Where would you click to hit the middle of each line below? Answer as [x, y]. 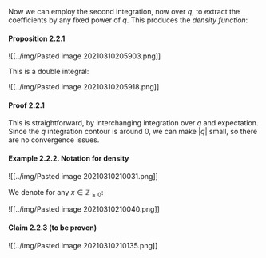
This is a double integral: [49, 72]
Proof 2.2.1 [27, 105]
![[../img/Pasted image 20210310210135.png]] [83, 245]
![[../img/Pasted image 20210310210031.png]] [83, 176]
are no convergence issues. [54, 140]
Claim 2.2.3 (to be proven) [53, 228]
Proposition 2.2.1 [37, 38]
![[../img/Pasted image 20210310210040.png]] [84, 209]
